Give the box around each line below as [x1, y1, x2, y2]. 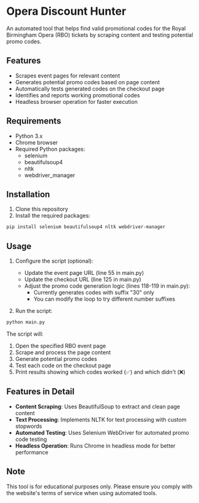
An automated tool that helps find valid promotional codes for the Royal [6, 25, 186, 32]
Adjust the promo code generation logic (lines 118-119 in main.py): [24, 282, 190, 290]
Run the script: [15, 307, 53, 315]
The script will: [6, 330, 44, 338]
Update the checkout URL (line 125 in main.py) [24, 275, 142, 283]
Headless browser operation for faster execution [15, 98, 138, 105]
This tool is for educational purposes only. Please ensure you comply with [6, 483, 193, 490]
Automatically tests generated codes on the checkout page [15, 85, 165, 92]
